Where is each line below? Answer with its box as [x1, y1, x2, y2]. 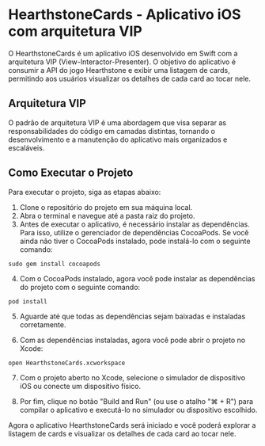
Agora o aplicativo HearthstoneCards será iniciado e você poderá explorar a [8, 420, 256, 429]
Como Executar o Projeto [8, 166, 134, 180]
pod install [8, 297, 47, 306]
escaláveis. [8, 143, 45, 152]
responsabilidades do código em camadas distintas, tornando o [8, 126, 216, 135]
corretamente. [19, 319, 66, 330]
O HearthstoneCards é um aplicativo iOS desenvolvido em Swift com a [8, 48, 238, 58]
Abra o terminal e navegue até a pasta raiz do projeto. [19, 211, 195, 220]
